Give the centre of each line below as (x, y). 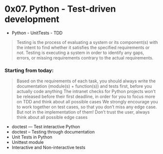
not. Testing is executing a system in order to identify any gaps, (80, 53)
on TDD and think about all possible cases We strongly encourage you (87, 102)
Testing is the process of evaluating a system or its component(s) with (87, 42)
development (32, 19)
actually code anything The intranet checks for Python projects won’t (86, 92)
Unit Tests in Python (32, 137)
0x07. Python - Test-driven (60, 9)
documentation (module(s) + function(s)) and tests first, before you (84, 86)
